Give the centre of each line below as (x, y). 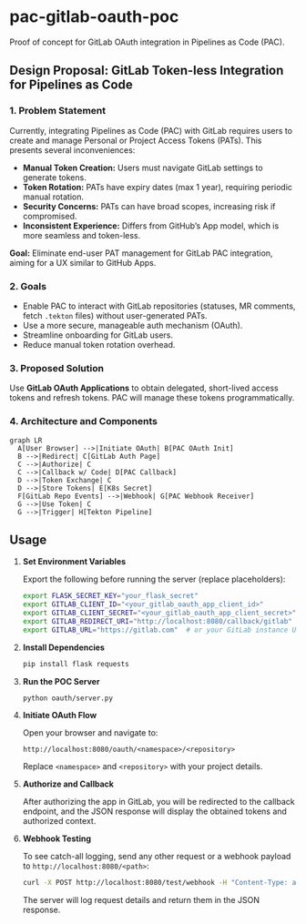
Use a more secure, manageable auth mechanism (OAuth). (133, 325)
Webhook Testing (57, 838)
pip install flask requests (76, 664)
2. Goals (28, 286)
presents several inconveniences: (72, 150)
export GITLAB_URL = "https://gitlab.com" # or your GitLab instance (155, 630)
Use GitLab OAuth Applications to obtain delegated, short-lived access (144, 388)
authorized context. (59, 821)
